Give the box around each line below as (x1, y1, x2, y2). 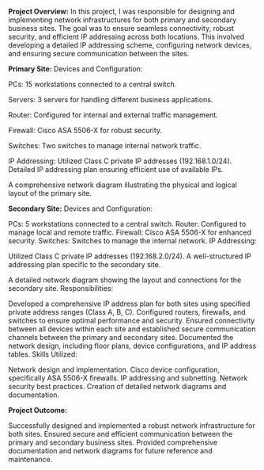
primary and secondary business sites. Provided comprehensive (8, 438, 218, 447)
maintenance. (8, 455, 53, 464)
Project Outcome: (8, 406, 67, 415)
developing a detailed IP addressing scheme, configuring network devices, (8, 40, 252, 50)
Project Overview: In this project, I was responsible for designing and (8, 7, 236, 16)
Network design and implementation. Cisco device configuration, (8, 365, 220, 374)
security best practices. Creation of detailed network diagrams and (8, 382, 227, 391)
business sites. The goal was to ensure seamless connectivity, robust (8, 24, 235, 32)
